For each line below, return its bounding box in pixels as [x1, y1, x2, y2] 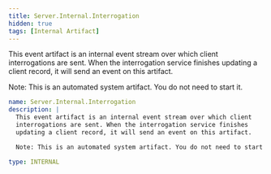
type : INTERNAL [8, 158, 60, 166]
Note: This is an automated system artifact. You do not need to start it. [8, 82, 243, 92]
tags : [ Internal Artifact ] [8, 27, 100, 35]
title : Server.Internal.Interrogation [8, 11, 140, 20]
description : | [8, 106, 60, 114]
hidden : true [8, 20, 53, 28]
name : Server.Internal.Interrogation [8, 98, 136, 107]
